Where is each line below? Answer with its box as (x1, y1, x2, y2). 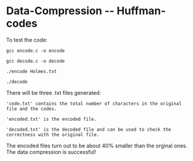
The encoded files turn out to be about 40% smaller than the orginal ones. (6, 142, 188, 149)
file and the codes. (6, 105, 58, 112)
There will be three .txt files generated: (6, 89, 102, 96)
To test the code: (6, 36, 48, 43)
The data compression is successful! (6, 148, 96, 155)
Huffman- (116, 4, 166, 18)
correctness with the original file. (6, 131, 100, 137)
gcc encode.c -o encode (6, 47, 65, 54)
